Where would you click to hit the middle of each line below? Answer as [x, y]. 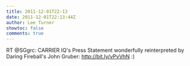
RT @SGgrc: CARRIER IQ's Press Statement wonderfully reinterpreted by [95, 50]
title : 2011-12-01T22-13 [37, 11]
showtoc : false [25, 28]
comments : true [25, 34]
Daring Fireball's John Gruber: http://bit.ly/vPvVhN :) [71, 57]
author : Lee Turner [30, 22]
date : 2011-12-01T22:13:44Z [41, 17]
